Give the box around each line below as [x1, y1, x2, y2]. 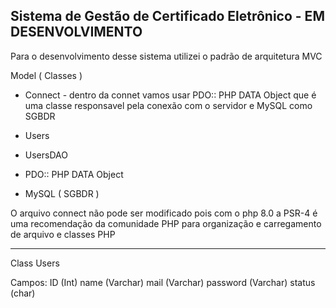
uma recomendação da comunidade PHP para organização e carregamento [10, 217, 322, 229]
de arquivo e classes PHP [10, 228, 116, 240]
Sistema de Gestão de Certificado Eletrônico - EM [10, 8, 325, 25]
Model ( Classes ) [10, 69, 83, 81]
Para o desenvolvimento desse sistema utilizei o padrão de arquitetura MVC [10, 50, 323, 62]
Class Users [10, 257, 60, 269]
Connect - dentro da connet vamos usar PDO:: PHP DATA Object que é [24, 89, 317, 101]
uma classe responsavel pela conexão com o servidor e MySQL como [24, 99, 313, 111]
